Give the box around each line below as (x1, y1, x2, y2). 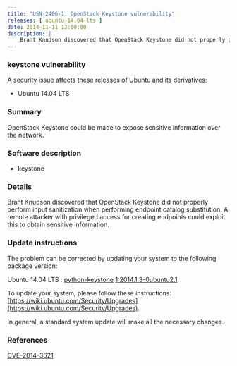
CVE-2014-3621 (7, 350, 54, 360)
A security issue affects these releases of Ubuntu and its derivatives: (7, 75, 207, 85)
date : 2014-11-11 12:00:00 (7, 23, 87, 30)
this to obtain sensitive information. (7, 220, 109, 229)
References (7, 335, 48, 345)
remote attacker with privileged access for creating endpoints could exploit (7, 213, 226, 221)
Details (7, 181, 32, 191)
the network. (7, 130, 44, 139)
